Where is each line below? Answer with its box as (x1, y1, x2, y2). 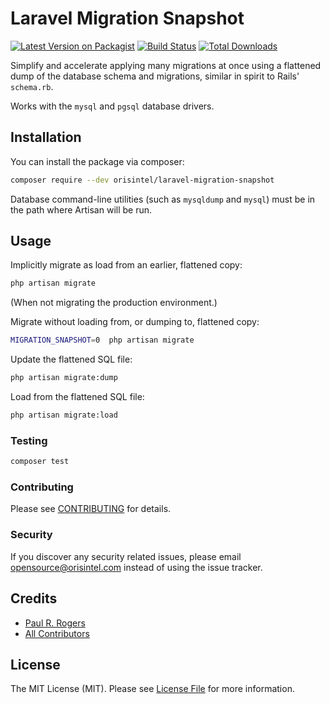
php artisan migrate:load (10, 410, 118, 421)
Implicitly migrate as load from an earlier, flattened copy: (10, 259, 243, 271)
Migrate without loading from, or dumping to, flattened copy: (10, 316, 260, 328)
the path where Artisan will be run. (10, 203, 153, 216)
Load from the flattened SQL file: (10, 391, 145, 403)
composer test (10, 457, 70, 467)
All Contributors (24, 627, 90, 639)
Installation (10, 129, 82, 146)
